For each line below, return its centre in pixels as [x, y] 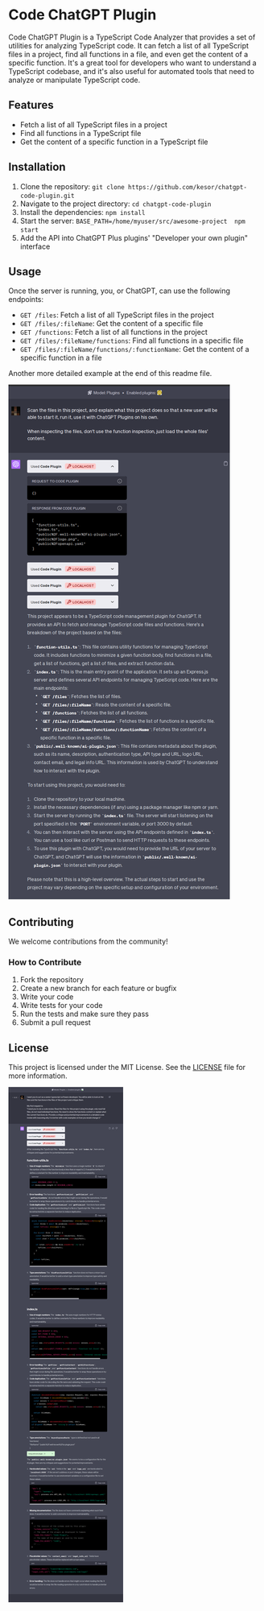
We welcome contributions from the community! [88, 942]
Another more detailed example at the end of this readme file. [110, 374]
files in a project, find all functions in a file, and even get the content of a [128, 54]
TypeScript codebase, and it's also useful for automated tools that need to [132, 71]
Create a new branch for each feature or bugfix [98, 989]
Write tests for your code [61, 1006]
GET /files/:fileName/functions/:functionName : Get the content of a [134, 349]
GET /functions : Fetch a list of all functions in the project [113, 333]
